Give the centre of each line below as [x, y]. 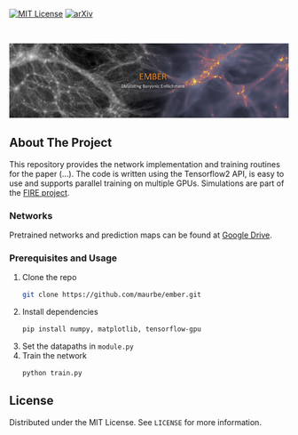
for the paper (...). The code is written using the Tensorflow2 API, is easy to [147, 173]
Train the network [54, 356]
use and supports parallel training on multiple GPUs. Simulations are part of [147, 183]
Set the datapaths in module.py [78, 346]
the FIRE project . [39, 192]
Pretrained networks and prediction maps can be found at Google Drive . [141, 235]
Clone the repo [49, 278]
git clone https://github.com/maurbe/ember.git [111, 295]
